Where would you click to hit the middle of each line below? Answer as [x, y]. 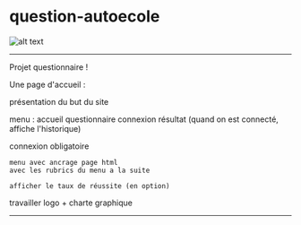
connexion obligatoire [49, 146]
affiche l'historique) [45, 128]
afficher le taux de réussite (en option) [90, 186]
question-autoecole [85, 17]
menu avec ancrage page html [64, 162]
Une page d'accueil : [47, 84]
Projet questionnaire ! [49, 67]
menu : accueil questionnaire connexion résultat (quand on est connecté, [144, 119]
